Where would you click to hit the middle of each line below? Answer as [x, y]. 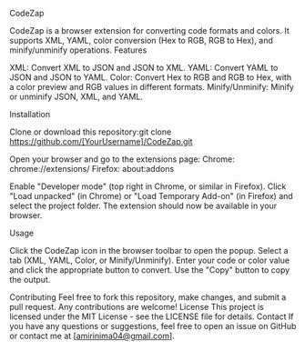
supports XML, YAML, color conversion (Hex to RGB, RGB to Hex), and [141, 40]
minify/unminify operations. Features [78, 50]
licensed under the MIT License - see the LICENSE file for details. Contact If [152, 316]
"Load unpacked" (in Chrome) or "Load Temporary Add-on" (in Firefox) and [151, 196]
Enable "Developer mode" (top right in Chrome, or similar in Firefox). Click [148, 186]
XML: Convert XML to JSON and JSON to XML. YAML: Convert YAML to [144, 68]
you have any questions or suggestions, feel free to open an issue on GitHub [153, 326]
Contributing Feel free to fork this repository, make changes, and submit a [148, 297]
